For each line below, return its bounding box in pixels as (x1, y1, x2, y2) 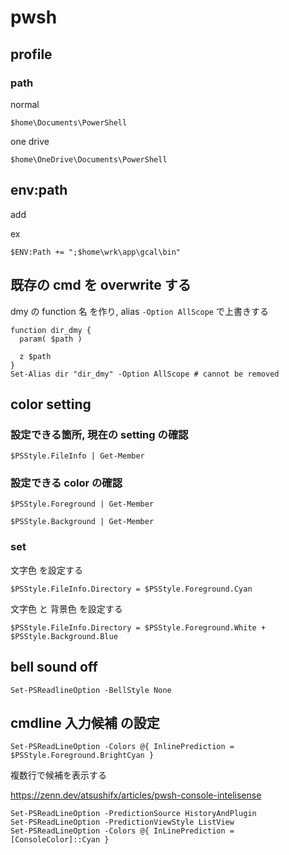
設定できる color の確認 (10, 476, 123, 490)
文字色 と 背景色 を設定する (10, 602, 123, 615)
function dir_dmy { (10, 325, 92, 335)
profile (10, 46, 53, 63)
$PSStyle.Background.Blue (10, 631, 118, 641)
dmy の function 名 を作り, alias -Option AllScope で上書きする (10, 305, 269, 317)
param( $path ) (19, 334, 83, 344)
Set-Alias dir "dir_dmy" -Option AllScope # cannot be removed (10, 369, 280, 379)
